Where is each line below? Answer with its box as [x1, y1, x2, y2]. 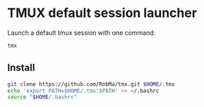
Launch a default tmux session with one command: [7, 28, 156, 37]
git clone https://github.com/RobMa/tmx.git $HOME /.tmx [7, 80, 175, 88]
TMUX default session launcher [7, 5, 198, 21]
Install [7, 62, 35, 74]
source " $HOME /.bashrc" [7, 94, 78, 101]
